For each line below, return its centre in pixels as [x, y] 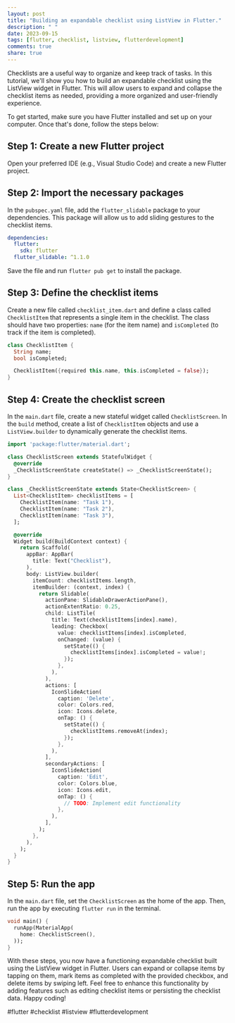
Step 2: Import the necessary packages [96, 193]
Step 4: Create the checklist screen [86, 400]
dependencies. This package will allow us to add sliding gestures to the [111, 217]
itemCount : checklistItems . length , [85, 580]
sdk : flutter [39, 251]
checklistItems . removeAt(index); [119, 731]
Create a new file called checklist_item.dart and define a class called [109, 310]
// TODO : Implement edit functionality [122, 803]
